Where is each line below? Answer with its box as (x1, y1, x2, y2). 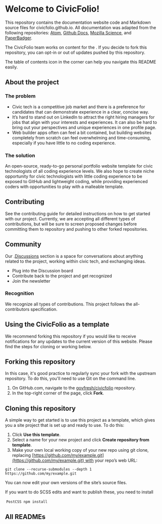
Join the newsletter (12, 278, 51, 284)
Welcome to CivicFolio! (5, 3, 100, 15)
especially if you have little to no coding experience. (12, 140, 116, 146)
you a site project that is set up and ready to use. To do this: (5, 423, 124, 428)
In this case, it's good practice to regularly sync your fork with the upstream (5, 371, 156, 376)
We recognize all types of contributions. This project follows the (5, 301, 133, 307)
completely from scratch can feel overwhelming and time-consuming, (12, 135, 151, 140)
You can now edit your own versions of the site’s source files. (5, 480, 127, 486)
